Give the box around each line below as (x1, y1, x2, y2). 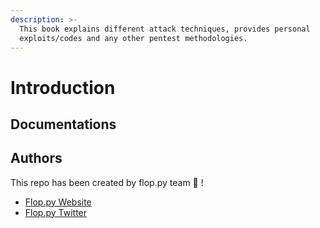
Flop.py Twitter (24, 206, 88, 218)
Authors (10, 150, 63, 167)
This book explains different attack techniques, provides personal (19, 24, 311, 34)
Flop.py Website (24, 196, 92, 208)
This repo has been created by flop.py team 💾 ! (10, 176, 204, 188)
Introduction (10, 76, 116, 99)
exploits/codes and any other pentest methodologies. (19, 33, 248, 43)
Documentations (10, 116, 117, 133)
